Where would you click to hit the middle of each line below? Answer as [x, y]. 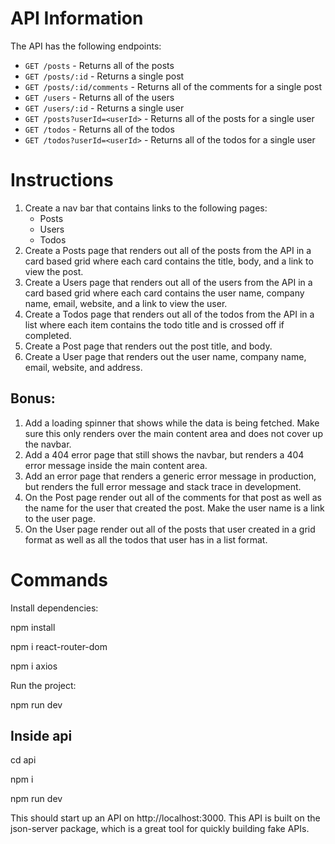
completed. [48, 335]
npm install [33, 627]
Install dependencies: [54, 608]
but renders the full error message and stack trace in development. [163, 486]
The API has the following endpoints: [86, 46]
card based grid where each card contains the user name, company [164, 293]
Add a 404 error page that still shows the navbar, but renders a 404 [164, 454]
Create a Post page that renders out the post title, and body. [148, 346]
